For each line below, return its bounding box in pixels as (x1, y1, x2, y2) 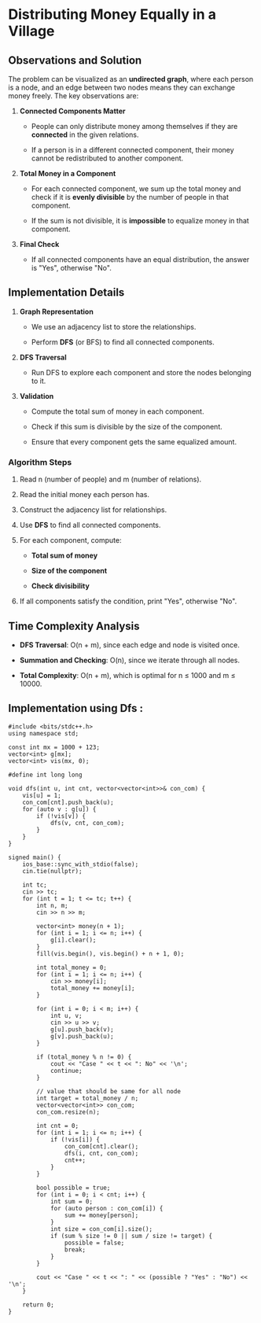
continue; (50, 1067, 83, 1074)
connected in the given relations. (31, 130, 139, 139)
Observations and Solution (8, 53, 142, 67)
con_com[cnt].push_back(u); (22, 798, 114, 806)
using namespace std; (8, 729, 79, 737)
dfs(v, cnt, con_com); (50, 819, 125, 827)
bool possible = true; (36, 1184, 111, 1192)
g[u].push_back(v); (50, 1025, 114, 1034)
